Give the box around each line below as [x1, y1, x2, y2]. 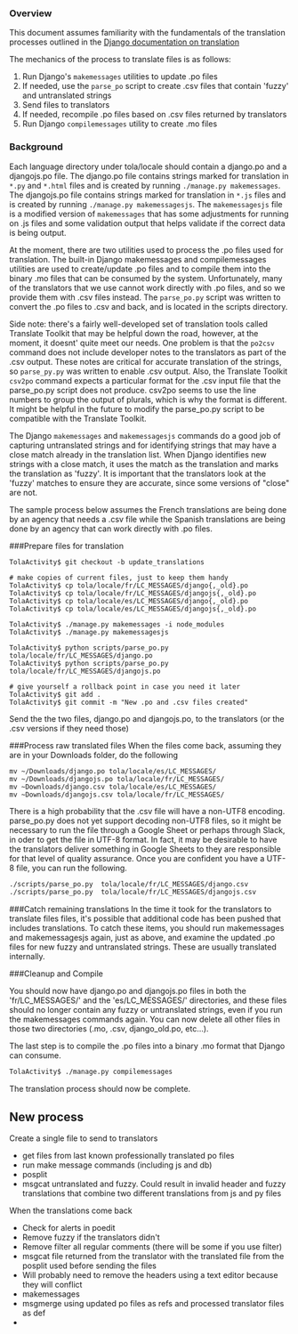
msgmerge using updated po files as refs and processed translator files [21, 1298, 285, 1309]
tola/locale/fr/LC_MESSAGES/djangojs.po [9, 667, 162, 675]
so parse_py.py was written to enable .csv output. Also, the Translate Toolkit [9, 366, 288, 376]
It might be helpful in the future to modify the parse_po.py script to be [9, 403, 265, 414]
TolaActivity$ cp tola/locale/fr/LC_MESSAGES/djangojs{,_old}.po [9, 588, 256, 598]
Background [9, 141, 64, 153]
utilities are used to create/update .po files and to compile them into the [9, 263, 271, 274]
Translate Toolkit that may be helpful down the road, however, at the [9, 327, 259, 338]
